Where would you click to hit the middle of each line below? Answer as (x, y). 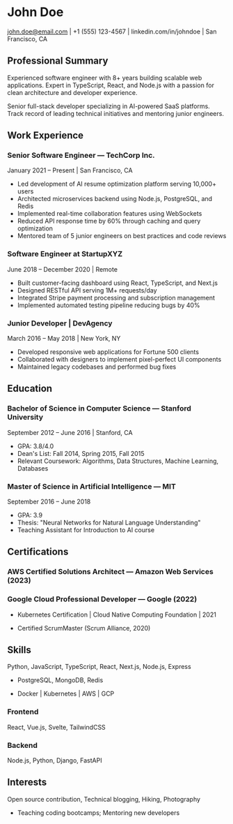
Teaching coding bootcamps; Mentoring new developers (98, 812)
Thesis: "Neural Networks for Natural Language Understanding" (109, 523)
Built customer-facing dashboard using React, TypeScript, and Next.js (117, 283)
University (25, 418)
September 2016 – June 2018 (49, 502)
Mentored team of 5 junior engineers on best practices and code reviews (122, 236)
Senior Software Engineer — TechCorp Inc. (81, 156)
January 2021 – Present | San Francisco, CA (70, 170)
